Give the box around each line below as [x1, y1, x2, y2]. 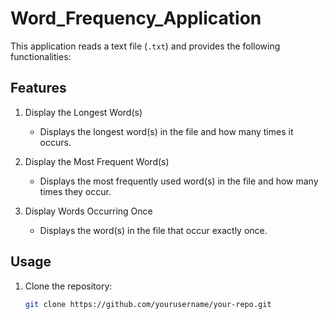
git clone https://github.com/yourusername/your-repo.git [24, 299, 272, 309]
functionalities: [10, 50, 72, 62]
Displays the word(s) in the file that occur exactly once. [39, 224, 268, 236]
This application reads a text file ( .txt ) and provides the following [10, 40, 281, 52]
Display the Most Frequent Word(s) [24, 155, 170, 167]
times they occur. [39, 185, 112, 197]
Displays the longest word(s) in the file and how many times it [39, 125, 294, 137]
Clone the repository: [24, 280, 113, 292]
